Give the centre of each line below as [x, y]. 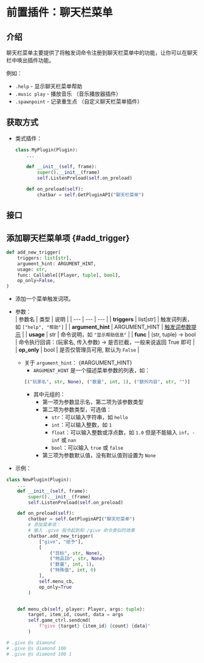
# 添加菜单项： [44, 525]
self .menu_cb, [56, 581]
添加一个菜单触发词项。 [44, 299]
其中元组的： [49, 394]
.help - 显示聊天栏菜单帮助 [49, 86]
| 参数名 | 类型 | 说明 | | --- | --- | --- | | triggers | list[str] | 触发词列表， [104, 319]
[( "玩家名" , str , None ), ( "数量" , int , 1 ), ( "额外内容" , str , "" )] [107, 382]
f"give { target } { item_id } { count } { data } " [94, 626]
